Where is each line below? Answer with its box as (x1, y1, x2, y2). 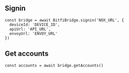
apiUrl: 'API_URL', (9, 27, 51, 32)
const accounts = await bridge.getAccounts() (5, 63, 103, 68)
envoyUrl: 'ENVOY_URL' (9, 31, 58, 36)
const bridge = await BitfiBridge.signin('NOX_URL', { (5, 17, 124, 22)
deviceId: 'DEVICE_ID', (9, 22, 60, 27)
